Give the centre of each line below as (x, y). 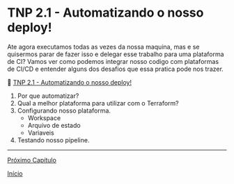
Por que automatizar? (48, 96)
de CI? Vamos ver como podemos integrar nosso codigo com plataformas (113, 61)
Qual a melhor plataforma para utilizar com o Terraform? (98, 103)
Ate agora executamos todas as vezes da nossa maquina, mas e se (103, 47)
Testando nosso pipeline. (53, 140)
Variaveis (41, 133)
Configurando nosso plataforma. (64, 110)
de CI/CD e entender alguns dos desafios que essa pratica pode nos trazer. (116, 69)
